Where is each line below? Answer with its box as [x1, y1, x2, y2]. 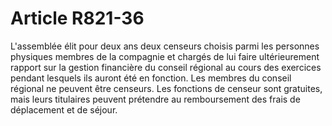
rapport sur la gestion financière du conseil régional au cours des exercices [10, 61, 322, 73]
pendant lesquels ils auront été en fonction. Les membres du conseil [10, 72, 292, 84]
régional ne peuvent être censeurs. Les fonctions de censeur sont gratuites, [10, 82, 323, 94]
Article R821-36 [10, 7, 145, 30]
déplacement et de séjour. [10, 103, 118, 116]
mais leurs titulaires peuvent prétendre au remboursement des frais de [10, 93, 301, 105]
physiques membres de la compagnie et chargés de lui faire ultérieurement [10, 50, 320, 62]
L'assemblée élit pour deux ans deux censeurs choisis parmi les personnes [10, 40, 320, 52]
